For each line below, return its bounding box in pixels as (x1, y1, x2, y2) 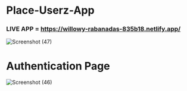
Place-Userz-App (6, 4, 95, 17)
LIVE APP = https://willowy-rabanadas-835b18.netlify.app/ (6, 25, 181, 33)
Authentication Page (6, 59, 110, 73)
